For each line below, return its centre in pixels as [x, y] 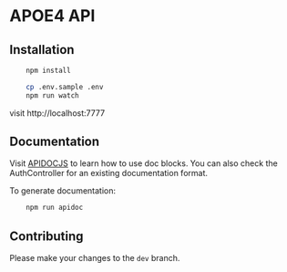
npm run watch [52, 95]
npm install [48, 70]
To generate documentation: [63, 191]
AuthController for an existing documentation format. [108, 173]
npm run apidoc [55, 208]
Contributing [46, 236]
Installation [42, 50]
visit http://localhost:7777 [57, 113]
